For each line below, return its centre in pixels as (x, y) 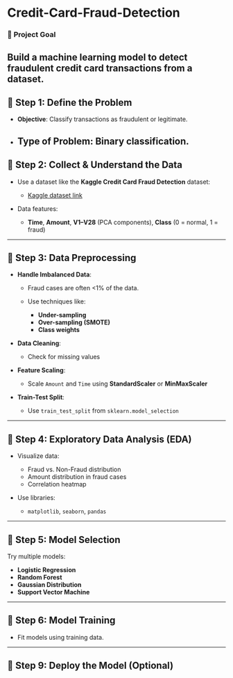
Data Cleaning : (39, 343)
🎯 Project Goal (32, 35)
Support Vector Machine (53, 592)
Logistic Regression (46, 569)
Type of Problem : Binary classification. (103, 141)
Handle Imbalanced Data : (54, 275)
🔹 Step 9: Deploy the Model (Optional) (90, 666)
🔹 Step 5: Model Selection (64, 540)
